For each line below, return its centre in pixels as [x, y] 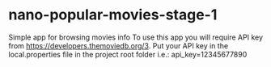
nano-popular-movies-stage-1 [113, 15]
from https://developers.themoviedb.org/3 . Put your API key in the [119, 45]
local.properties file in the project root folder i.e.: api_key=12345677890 [128, 54]
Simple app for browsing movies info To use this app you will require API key [136, 37]
